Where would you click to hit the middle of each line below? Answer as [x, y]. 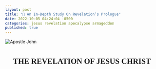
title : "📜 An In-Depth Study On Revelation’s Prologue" [63, 14]
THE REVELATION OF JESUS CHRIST [82, 61]
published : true [21, 28]
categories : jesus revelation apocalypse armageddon [60, 23]
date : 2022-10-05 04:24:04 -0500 [39, 19]
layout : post [18, 10]
